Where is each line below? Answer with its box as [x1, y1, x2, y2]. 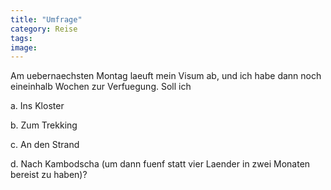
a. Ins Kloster [10, 100, 65, 112]
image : [10, 42, 38, 53]
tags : [10, 33, 33, 43]
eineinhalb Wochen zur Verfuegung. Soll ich [10, 81, 192, 93]
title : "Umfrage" [10, 14, 83, 25]
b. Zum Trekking [10, 119, 78, 131]
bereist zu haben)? [10, 169, 88, 181]
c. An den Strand [10, 139, 80, 151]
